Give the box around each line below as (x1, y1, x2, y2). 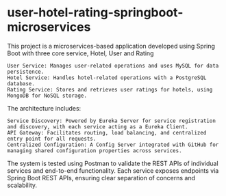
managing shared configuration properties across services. (7, 147, 183, 154)
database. (7, 80, 36, 87)
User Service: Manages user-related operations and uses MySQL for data (7, 62, 219, 69)
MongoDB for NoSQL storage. (7, 92, 88, 99)
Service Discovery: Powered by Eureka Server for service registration (7, 117, 216, 124)
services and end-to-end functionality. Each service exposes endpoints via (7, 166, 219, 175)
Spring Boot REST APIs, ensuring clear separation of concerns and (7, 173, 196, 182)
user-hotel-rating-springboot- (7, 5, 184, 20)
